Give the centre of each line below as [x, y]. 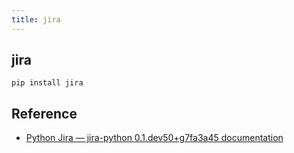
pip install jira [47, 83]
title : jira [36, 19]
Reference [44, 113]
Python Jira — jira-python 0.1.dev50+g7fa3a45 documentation [154, 138]
